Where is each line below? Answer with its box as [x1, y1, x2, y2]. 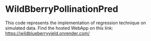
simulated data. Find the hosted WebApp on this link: [5, 25, 114, 31]
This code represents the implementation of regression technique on [5, 20, 146, 26]
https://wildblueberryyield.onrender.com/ [5, 30, 90, 36]
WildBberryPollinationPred [5, 3, 119, 15]
